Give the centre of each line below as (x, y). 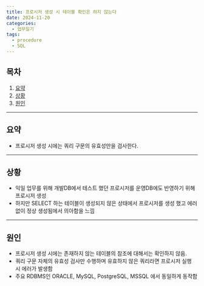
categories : (21, 23)
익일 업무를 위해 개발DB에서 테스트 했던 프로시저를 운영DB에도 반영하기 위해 (105, 188)
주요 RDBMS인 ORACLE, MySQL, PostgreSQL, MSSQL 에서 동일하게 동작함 (106, 276)
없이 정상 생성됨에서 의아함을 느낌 (55, 211)
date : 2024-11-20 (28, 18)
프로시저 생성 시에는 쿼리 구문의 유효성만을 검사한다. (76, 145)
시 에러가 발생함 (34, 269)
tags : (13, 35)
